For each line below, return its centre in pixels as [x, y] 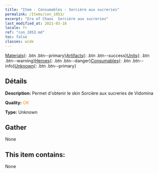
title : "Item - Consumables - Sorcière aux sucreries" [62, 10]
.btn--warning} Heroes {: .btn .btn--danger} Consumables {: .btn [68, 61]
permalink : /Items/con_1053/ [35, 14]
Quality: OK [17, 102]
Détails [16, 81]
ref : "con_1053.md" [25, 32]
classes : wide [20, 42]
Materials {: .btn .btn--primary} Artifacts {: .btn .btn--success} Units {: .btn [77, 55]
